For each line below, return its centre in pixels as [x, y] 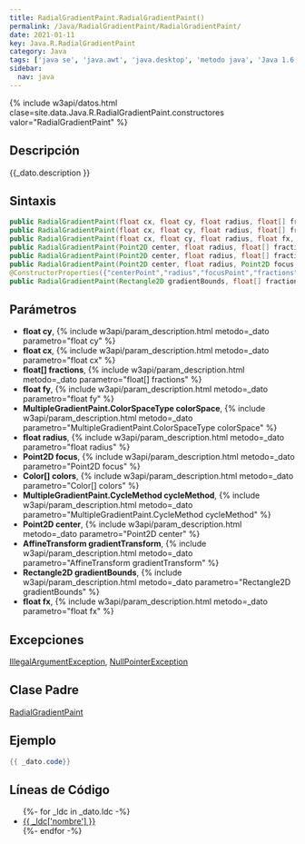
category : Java [38, 52]
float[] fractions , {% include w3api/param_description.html [133, 370]
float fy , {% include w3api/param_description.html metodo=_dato [145, 389]
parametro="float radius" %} [76, 447]
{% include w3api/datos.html [64, 103]
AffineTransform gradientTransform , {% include [114, 544]
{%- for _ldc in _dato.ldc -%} [76, 812]
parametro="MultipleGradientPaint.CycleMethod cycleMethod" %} [147, 515]
